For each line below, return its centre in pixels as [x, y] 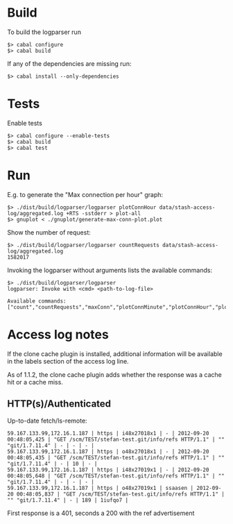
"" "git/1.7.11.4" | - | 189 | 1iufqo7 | [68, 500]
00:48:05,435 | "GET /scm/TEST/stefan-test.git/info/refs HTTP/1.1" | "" [116, 457]
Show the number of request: [49, 232]
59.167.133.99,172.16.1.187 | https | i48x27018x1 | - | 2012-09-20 [108, 433]
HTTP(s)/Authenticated [59, 404]
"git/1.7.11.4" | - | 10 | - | [52, 464]
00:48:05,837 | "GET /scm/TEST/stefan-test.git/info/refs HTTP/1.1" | [121, 494]
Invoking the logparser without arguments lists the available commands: [110, 270]
